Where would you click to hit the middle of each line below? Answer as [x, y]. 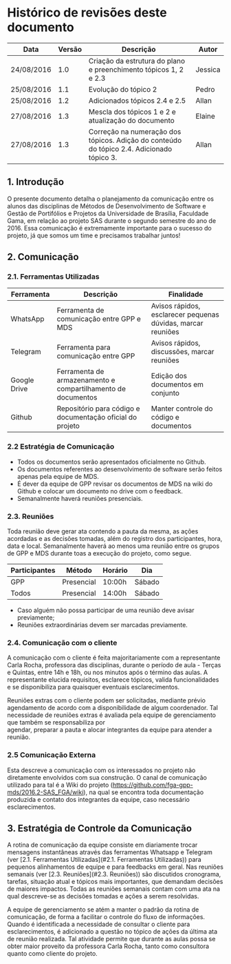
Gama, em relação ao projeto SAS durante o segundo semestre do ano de [112, 220]
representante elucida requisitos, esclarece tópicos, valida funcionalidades [113, 680]
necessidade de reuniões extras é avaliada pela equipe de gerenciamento [112, 715]
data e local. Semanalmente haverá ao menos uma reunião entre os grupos [113, 546]
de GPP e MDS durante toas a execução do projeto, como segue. [99, 553]
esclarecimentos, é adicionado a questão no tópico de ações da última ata [112, 932]
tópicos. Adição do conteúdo [135, 140]
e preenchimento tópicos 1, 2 [136, 69]
